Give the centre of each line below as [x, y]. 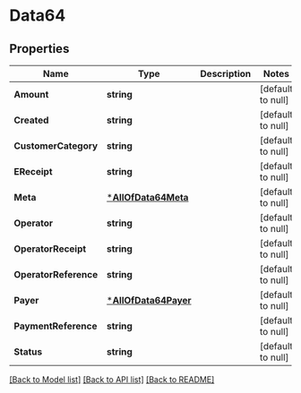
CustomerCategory [56, 146]
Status [28, 352]
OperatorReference [56, 274]
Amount [31, 94]
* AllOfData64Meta [147, 197]
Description [226, 74]
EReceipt [33, 171]
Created [31, 120]
